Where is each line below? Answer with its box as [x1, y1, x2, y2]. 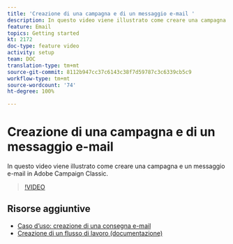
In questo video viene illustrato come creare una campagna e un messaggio [7, 162, 225, 171]
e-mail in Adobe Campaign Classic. [7, 169, 109, 178]
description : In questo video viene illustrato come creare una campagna [7, 17, 227, 24]
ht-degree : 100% [7, 88, 54, 95]
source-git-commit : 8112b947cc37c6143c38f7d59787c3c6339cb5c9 [7, 68, 192, 75]
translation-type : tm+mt [7, 62, 80, 69]
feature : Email [7, 23, 52, 30]
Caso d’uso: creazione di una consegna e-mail [17, 221, 151, 230]
